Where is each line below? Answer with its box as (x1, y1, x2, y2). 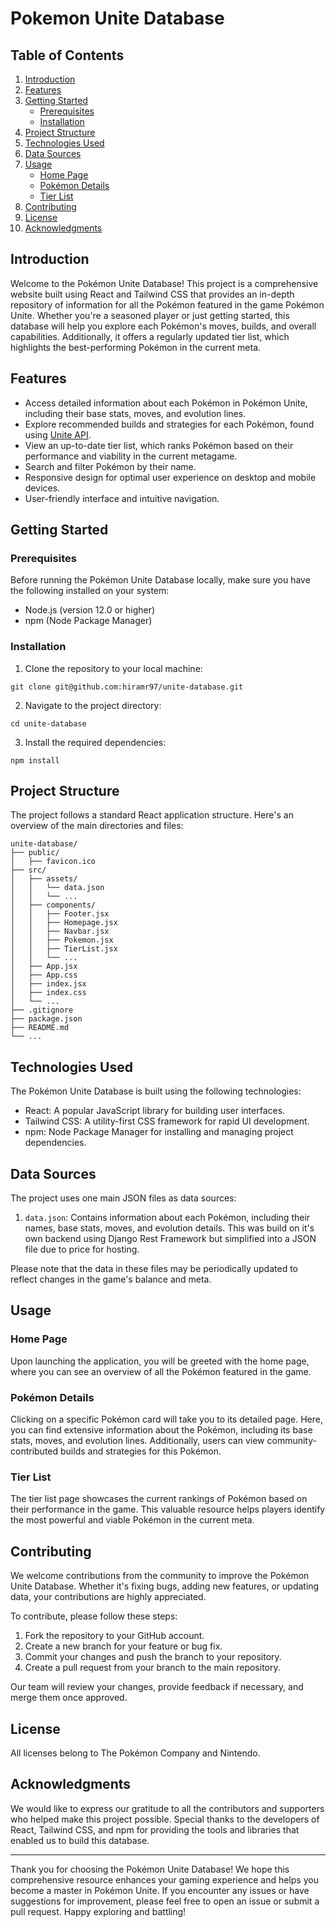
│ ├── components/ (10, 900, 97, 911)
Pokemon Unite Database (10, 7, 225, 30)
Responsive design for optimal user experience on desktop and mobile (24, 471, 317, 483)
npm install (10, 755, 60, 766)
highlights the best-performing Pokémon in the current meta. (10, 341, 262, 353)
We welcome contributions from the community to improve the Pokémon (10, 1570, 310, 1582)
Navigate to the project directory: (24, 699, 162, 711)
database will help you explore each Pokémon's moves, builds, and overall (10, 320, 317, 332)
